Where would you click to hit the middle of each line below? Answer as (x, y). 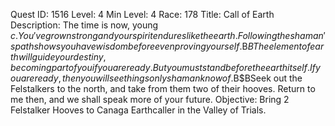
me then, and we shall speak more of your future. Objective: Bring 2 (150, 99)
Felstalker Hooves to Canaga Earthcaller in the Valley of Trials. (138, 110)
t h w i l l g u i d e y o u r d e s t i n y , (58, 57)
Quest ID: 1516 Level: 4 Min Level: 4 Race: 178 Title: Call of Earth (142, 14)
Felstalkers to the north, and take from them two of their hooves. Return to (163, 88)
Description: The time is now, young (84, 25)
